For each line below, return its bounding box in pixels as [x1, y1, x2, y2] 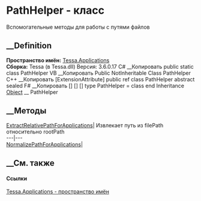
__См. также [6, 158, 55, 168]
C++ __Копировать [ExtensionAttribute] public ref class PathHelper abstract [6, 75, 195, 83]
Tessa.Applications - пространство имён [6, 188, 109, 195]
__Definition [6, 41, 52, 51]
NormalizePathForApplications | [6, 141, 83, 148]
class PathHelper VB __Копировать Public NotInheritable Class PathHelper [6, 69, 191, 77]
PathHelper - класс [6, 4, 105, 17]
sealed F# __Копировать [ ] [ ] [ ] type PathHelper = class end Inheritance [6, 82, 185, 89]
